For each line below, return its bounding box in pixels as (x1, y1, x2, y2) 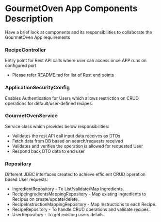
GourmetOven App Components (5, 3, 138, 14)
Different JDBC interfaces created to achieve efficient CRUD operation (5, 172, 146, 177)
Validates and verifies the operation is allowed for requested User (12, 143, 143, 149)
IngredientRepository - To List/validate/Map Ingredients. (12, 186, 125, 192)
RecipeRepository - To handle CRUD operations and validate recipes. (12, 206, 150, 212)
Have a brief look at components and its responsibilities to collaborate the (5, 29, 152, 35)
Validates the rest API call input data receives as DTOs (12, 133, 121, 139)
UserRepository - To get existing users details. (12, 212, 105, 218)
